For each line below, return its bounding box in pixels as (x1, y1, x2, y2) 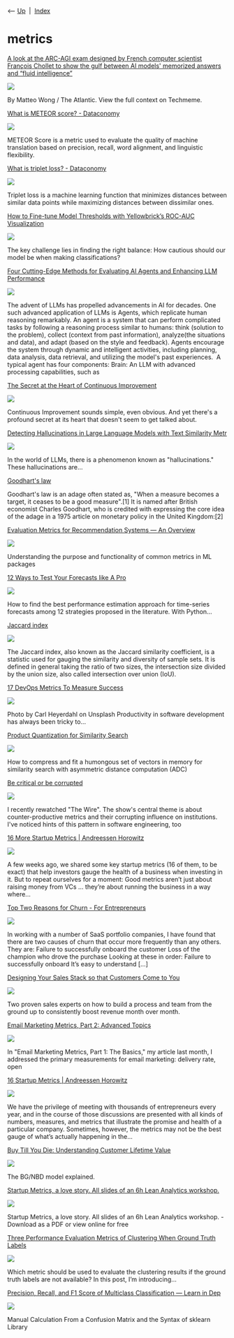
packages (7, 560, 36, 568)
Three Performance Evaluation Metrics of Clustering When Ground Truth (7, 1233, 217, 1242)
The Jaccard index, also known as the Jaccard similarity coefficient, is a (7, 647, 215, 656)
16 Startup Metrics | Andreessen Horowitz (7, 1076, 128, 1084)
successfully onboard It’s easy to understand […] (7, 959, 149, 968)
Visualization (7, 219, 44, 227)
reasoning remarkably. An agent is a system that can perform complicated (7, 315, 221, 324)
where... (7, 889, 31, 898)
